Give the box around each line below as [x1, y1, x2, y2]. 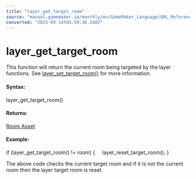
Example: [6, 136, 30, 143]
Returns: [6, 110, 28, 117]
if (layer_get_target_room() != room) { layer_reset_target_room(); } [6, 149, 169, 156]
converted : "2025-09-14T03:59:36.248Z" [6, 19, 103, 25]
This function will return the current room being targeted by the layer [6, 64, 171, 71]
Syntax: [6, 83, 26, 90]
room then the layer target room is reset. [6, 166, 103, 173]
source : [6, 14, 25, 20]
